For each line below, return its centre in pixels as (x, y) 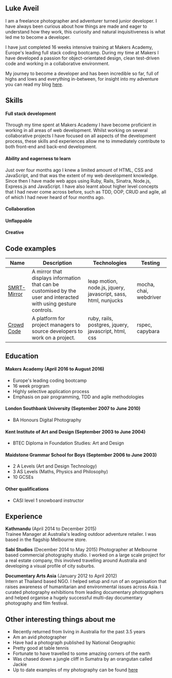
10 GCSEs (23, 477)
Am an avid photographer (40, 637)
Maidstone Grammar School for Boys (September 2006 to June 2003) (81, 455)
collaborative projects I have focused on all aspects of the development (81, 136)
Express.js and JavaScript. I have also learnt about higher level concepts (82, 186)
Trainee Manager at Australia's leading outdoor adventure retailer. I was (81, 534)
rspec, (145, 325)
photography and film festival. (37, 603)
